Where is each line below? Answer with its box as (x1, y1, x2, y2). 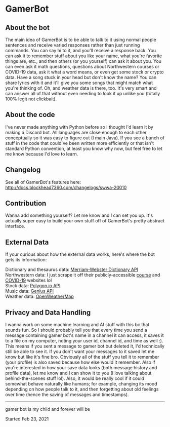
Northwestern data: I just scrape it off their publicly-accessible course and (5, 272, 160, 278)
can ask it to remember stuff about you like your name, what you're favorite (5, 53, 162, 59)
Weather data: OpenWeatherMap (5, 293, 74, 299)
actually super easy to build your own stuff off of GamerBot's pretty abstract (5, 218, 165, 224)
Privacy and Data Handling (5, 308, 91, 317)
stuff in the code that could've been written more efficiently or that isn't (5, 140, 154, 146)
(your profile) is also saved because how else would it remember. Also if (5, 359, 155, 365)
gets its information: (5, 257, 47, 263)
